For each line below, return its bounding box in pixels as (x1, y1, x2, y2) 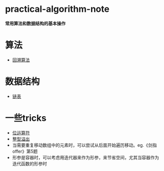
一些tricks (5, 113, 47, 124)
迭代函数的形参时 (12, 161, 47, 167)
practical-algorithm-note (5, 3, 110, 15)
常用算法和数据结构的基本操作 (5, 20, 66, 26)
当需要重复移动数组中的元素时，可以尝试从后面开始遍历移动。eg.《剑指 (12, 142, 157, 148)
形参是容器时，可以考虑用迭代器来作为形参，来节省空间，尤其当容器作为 (12, 154, 159, 160)
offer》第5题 (12, 148, 38, 154)
